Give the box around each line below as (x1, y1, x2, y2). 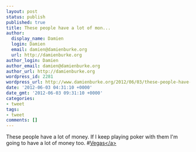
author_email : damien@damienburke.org (6, 63, 100, 69)
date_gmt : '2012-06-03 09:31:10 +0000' (6, 90, 103, 96)
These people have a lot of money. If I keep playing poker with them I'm (6, 133, 178, 140)
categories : (6, 95, 35, 101)
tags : (6, 106, 19, 112)
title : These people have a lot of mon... (6, 25, 111, 31)
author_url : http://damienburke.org (6, 68, 95, 74)
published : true (6, 19, 45, 25)
